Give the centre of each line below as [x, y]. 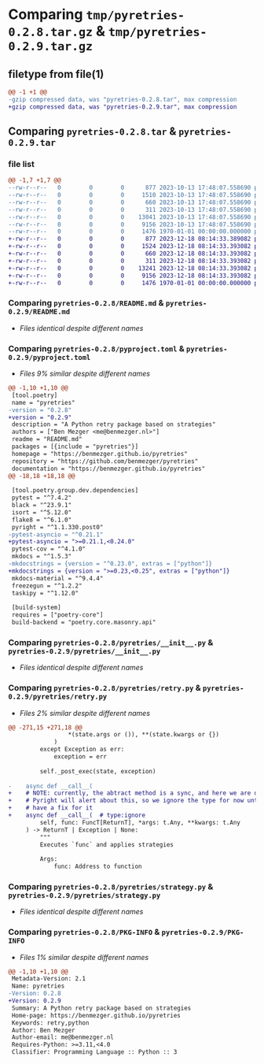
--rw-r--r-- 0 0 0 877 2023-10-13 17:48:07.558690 [130, 188]
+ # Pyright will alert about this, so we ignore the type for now [126, 801]
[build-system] [36, 608]
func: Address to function [98, 867]
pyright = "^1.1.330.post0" [57, 527]
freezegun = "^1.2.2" [47, 586]
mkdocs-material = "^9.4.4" [57, 578]
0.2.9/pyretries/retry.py [58, 697]
